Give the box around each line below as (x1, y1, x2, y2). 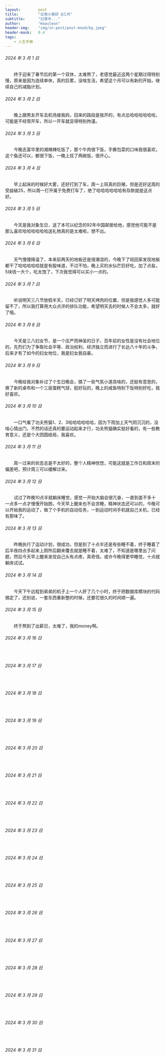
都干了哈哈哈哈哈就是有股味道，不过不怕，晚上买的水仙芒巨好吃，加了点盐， (5, 262, 160, 269)
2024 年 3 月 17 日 (5, 662, 42, 668)
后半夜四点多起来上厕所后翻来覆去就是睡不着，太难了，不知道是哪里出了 (5, 547, 151, 553)
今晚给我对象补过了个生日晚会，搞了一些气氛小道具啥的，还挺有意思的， (14, 378, 160, 384)
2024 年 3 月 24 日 (5, 855, 43, 861)
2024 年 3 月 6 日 (5, 240, 40, 246)
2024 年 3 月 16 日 (5, 635, 42, 641)
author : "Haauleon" (5, 21, 60, 26)
